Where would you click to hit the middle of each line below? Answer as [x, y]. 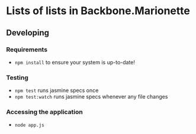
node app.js [29, 125]
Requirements [27, 50]
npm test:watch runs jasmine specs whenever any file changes [91, 97]
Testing [17, 77]
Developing [28, 33]
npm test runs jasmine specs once [57, 90]
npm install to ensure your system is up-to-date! [75, 62]
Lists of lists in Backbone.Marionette [98, 11]
